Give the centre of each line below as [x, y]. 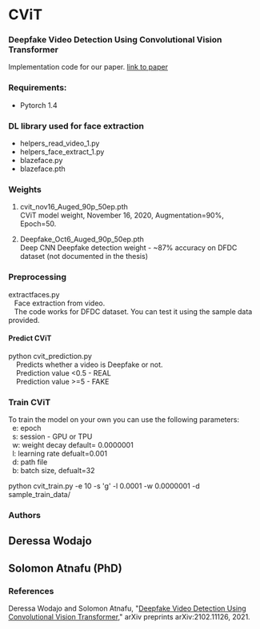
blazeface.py [41, 161]
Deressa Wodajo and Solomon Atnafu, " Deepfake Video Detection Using [127, 608]
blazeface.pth [42, 169]
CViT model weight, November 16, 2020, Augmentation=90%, [122, 215]
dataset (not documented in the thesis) [84, 257]
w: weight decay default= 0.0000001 [72, 445]
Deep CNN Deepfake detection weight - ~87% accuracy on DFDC [128, 248]
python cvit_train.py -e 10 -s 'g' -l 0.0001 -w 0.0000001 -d [104, 486]
